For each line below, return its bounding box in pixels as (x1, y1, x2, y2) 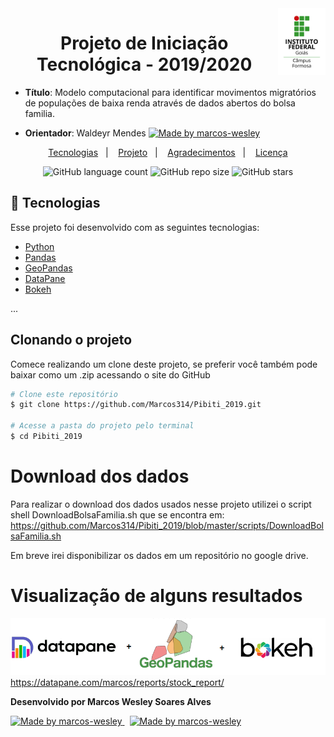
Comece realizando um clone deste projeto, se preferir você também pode (10, 358, 318, 370)
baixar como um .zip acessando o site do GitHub (10, 368, 211, 381)
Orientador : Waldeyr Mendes (24, 127, 147, 139)
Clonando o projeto (10, 332, 133, 349)
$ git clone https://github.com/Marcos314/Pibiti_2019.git (10, 400, 262, 410)
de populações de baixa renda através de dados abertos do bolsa (24, 97, 296, 109)
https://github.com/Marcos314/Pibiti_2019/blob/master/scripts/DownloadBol (10, 519, 324, 531)
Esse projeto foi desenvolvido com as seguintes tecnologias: (10, 221, 260, 233)
